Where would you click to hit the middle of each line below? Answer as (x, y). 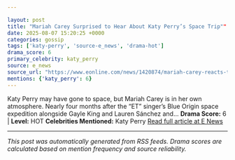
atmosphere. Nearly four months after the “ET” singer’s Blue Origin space (113, 106)
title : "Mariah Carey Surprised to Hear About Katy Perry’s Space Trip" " (117, 26)
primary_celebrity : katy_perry (53, 59)
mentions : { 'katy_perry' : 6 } (50, 79)
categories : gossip (36, 39)
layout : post (26, 20)
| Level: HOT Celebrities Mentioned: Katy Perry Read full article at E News (115, 121)
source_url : (24, 72)
